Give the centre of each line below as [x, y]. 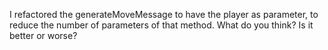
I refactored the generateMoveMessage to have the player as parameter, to [164, 14]
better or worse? [43, 35]
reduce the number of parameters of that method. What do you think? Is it [161, 25]
